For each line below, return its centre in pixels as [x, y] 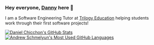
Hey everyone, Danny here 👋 [39, 8]
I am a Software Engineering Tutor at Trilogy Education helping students [77, 18]
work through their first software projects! [47, 23]
